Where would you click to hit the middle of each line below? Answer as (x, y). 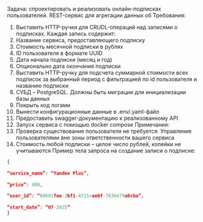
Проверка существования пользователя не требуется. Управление (104, 131)
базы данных (33, 98)
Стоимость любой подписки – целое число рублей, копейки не (98, 144)
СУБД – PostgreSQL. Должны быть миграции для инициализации (101, 92)
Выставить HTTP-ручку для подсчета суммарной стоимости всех (102, 72)
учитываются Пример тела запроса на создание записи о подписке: (105, 150)
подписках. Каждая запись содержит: (65, 34)
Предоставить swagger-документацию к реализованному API (97, 118)
